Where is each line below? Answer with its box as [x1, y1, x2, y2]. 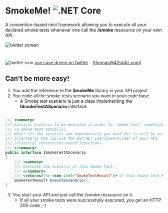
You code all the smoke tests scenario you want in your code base [12, 93, 149, 99]
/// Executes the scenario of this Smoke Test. [14, 164, 115, 169]
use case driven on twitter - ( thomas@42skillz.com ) [34, 60, 141, 66]
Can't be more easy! [5, 74, 69, 83]
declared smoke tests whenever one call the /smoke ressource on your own [5, 27, 162, 33]
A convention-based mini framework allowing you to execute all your [5, 22, 146, 28]
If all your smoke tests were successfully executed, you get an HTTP [19, 197, 161, 203]
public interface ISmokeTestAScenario [5, 150, 86, 155]
